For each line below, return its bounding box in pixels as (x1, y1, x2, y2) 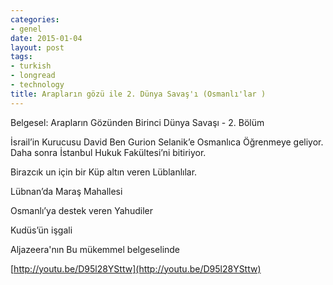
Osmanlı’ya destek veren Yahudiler (10, 204, 153, 216)
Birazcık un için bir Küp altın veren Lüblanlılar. (10, 166, 198, 178)
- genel (10, 24, 43, 34)
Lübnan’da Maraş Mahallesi (10, 185, 123, 197)
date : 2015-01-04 (10, 33, 83, 43)
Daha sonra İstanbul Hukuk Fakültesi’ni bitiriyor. (10, 146, 207, 158)
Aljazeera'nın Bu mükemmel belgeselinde (10, 243, 181, 255)
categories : (10, 14, 60, 25)
